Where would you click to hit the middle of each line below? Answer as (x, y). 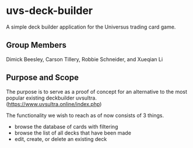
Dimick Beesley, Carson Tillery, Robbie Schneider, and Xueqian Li (85, 59)
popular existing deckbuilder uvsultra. (52, 98)
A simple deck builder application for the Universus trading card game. (91, 27)
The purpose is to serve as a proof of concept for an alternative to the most (97, 91)
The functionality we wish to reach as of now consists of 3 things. (85, 115)
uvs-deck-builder (50, 11)
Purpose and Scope (42, 78)
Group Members (36, 45)
